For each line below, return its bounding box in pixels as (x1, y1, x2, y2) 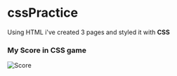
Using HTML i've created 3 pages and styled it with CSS (7, 28, 170, 36)
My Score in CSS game (7, 45, 86, 55)
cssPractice (7, 5, 79, 21)
